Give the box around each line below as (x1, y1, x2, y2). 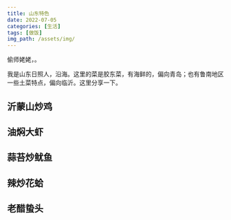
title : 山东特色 (7, 10, 49, 17)
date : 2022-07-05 (7, 16, 57, 23)
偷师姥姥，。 (7, 56, 41, 64)
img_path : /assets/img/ (7, 36, 76, 43)
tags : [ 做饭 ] (7, 29, 43, 36)
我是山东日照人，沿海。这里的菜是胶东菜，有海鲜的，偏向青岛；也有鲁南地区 (7, 70, 224, 78)
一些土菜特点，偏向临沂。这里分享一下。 (7, 78, 122, 87)
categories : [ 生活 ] (7, 23, 61, 30)
